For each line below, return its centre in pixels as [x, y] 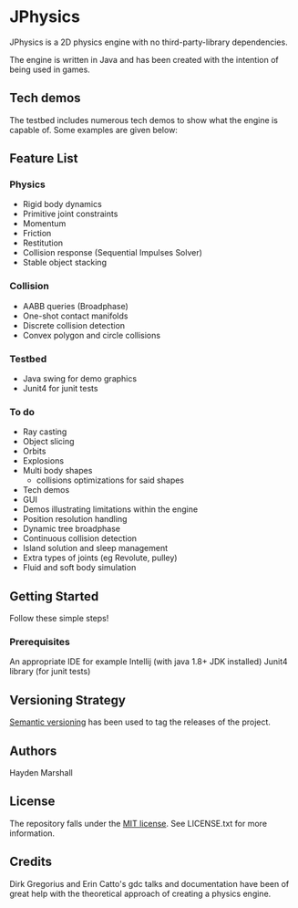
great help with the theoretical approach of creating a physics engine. [140, 893]
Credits [31, 862]
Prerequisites [40, 642]
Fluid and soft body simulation [79, 568]
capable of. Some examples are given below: [93, 130]
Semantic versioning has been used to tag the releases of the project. [140, 722]
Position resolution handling [75, 519]
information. [32, 833]
